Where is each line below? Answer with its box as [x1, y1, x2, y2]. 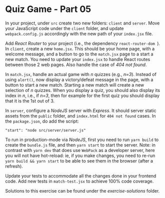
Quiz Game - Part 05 [5, 3, 91, 15]
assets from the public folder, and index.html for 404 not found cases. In [5, 112, 156, 118]
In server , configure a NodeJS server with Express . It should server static [5, 107, 156, 113]
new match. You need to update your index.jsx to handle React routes [5, 56, 150, 62]
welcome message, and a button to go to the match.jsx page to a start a [5, 51, 153, 57]
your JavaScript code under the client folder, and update [5, 25, 124, 31]
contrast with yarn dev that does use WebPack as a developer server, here [5, 147, 155, 153]
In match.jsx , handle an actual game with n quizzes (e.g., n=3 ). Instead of [5, 71, 156, 77]
